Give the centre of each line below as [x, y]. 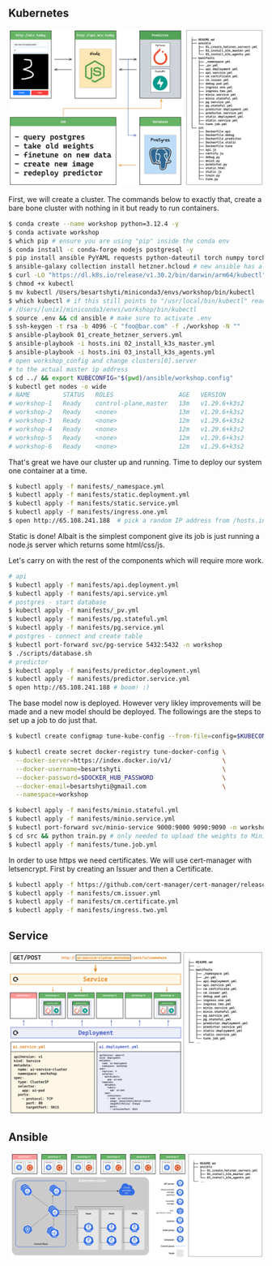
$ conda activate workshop [54, 232]
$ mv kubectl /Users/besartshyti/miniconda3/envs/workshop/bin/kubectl [132, 292]
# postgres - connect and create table [76, 636]
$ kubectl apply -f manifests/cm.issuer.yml [85, 893]
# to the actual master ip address [68, 369]
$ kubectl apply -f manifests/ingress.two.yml [88, 911]
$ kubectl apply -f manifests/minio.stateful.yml [94, 811]
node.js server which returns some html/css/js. [87, 545]
